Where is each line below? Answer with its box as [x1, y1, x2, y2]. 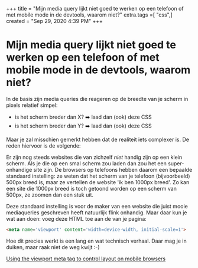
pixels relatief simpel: [6, 102, 58, 109]
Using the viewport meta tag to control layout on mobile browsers [6, 255, 166, 262]
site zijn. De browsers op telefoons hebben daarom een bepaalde [33, 166, 193, 173]
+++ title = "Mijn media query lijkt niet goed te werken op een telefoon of [6, 5, 184, 12]
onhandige [6, 166, 33, 173]
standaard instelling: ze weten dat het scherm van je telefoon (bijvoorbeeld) [6, 172, 190, 179]
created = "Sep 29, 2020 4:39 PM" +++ [6, 18, 103, 24]
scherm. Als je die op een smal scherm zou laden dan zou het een [6, 159, 167, 167]
